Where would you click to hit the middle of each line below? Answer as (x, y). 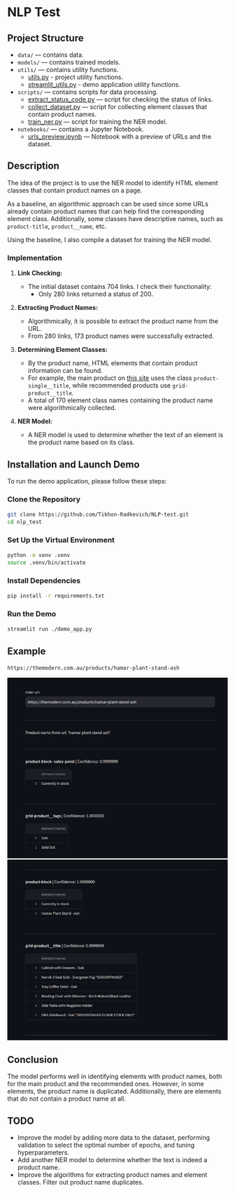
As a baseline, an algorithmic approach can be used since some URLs (108, 204)
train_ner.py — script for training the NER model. (98, 122)
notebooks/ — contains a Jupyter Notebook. (81, 129)
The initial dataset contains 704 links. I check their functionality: (120, 287)
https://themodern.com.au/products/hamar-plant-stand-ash (93, 668)
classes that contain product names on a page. (75, 190)
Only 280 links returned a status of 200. (96, 294)
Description (33, 166)
